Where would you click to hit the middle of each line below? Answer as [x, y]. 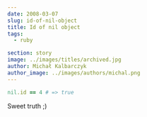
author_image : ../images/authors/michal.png [74, 73]
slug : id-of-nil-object [42, 21]
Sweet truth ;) [27, 106]
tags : [15, 34]
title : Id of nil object [44, 27]
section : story [30, 53]
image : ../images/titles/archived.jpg [64, 60]
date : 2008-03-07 [33, 14]
